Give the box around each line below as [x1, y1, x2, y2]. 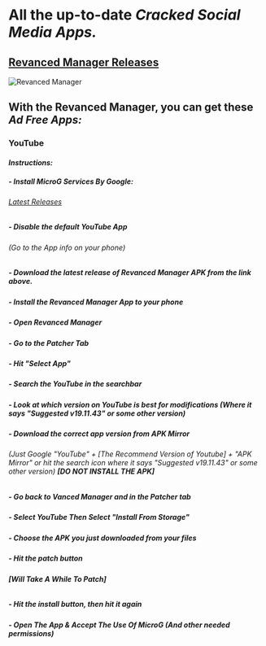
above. [8, 277, 33, 286]
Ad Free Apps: [8, 113, 83, 127]
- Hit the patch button [8, 553, 83, 563]
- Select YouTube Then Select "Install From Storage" [8, 513, 190, 522]
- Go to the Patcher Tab [8, 338, 89, 347]
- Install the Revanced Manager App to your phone [8, 297, 184, 307]
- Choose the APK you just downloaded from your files [8, 533, 197, 543]
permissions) [8, 628, 55, 638]
